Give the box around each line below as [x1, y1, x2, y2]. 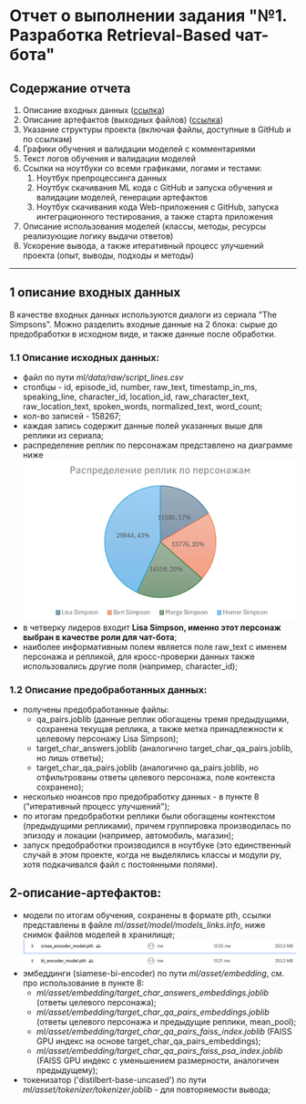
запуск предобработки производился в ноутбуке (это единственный [22, 840, 291, 851]
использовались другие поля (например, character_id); [22, 660, 239, 671]
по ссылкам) [22, 134, 73, 144]
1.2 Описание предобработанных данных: [9, 683, 208, 696]
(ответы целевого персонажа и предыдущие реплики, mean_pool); [36, 1016, 297, 1027]
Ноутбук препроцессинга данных [36, 172, 168, 183]
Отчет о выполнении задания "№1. [9, 5, 288, 26]
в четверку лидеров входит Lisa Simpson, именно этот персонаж [22, 622, 281, 633]
